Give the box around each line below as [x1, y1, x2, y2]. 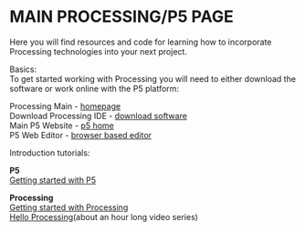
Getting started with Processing [9, 202, 129, 213]
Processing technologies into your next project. [9, 45, 187, 56]
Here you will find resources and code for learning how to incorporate [9, 36, 272, 47]
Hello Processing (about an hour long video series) [9, 211, 199, 222]
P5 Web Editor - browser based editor [9, 129, 152, 140]
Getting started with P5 [9, 175, 97, 186]
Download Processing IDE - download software [9, 110, 187, 121]
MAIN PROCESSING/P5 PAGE [9, 6, 235, 27]
